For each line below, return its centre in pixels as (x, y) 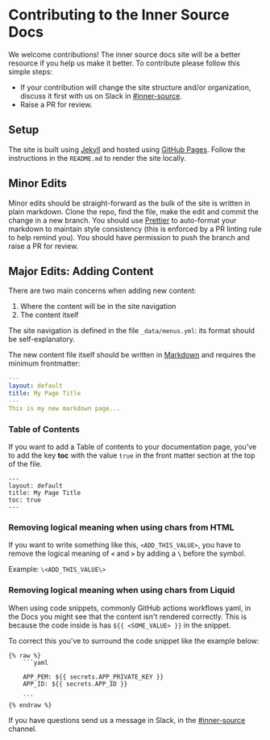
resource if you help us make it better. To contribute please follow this (124, 63)
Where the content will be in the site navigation (98, 307)
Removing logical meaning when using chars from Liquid (122, 590)
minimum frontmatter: (44, 364)
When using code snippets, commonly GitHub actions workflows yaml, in (130, 607)
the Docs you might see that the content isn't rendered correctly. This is (128, 616)
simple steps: (31, 71)
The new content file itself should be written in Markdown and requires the (132, 355)
